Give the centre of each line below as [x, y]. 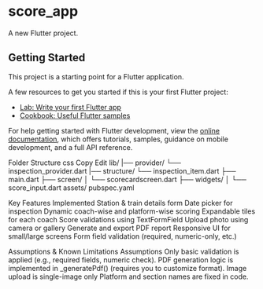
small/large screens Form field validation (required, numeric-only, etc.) [123, 236]
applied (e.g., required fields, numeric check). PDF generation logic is [121, 260]
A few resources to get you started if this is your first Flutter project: [118, 92]
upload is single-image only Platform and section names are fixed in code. [128, 276]
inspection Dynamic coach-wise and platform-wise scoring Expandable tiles [132, 211]
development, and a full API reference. [70, 147]
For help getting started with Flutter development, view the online [114, 130]
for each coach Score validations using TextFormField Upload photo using [128, 219]
